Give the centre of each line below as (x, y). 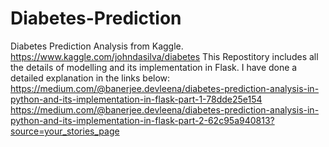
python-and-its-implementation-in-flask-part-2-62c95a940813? (142, 120)
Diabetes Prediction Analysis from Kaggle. (97, 46)
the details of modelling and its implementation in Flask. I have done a (154, 67)
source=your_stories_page (65, 131)
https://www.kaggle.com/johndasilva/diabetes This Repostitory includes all (164, 56)
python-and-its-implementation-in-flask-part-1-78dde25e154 (136, 99)
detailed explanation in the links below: (90, 78)
